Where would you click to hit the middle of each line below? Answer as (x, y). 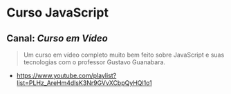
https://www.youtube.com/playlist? (66, 75)
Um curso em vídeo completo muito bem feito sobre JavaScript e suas (124, 55)
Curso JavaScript (57, 13)
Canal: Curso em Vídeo (57, 38)
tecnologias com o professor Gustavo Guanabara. (94, 62)
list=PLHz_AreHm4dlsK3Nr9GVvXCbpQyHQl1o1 (84, 83)
